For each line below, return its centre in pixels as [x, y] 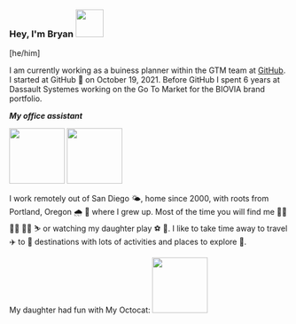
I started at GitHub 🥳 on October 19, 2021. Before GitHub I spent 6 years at [145, 80]
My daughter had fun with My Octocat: [80, 310]
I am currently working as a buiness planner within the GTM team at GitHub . [148, 70]
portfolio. [26, 99]
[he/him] [25, 53]
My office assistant [46, 116]
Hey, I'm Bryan [41, 34]
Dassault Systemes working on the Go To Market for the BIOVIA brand [137, 90]
